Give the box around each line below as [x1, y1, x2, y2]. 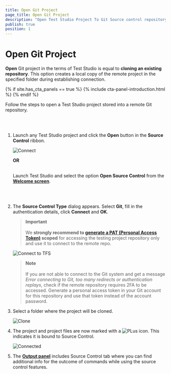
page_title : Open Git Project [5, 12, 70, 17]
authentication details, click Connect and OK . [12, 209, 108, 215]
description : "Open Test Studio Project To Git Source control [5, 17, 142, 22]
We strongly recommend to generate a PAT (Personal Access [25, 229, 157, 236]
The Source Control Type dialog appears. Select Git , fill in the [12, 203, 143, 209]
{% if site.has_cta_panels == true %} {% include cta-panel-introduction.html [5, 86, 165, 92]
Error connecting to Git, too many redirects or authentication [25, 276, 153, 283]
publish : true [5, 21, 36, 27]
